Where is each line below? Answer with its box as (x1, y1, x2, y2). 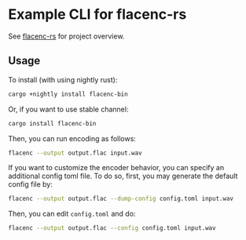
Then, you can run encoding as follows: (8, 133, 136, 143)
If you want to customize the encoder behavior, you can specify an (8, 163, 225, 173)
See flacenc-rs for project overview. (8, 31, 125, 41)
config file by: (8, 180, 53, 189)
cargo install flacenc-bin (8, 119, 97, 127)
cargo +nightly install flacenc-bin (8, 90, 128, 98)
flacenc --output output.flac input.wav (8, 149, 143, 157)
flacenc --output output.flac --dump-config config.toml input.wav (8, 195, 234, 203)
